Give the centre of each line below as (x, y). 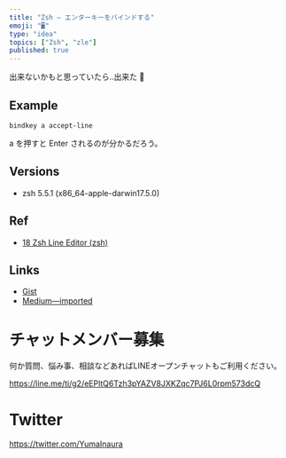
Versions (35, 172)
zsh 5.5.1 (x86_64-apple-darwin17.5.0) (91, 193)
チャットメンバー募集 (87, 340)
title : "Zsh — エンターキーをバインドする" (82, 17)
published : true (39, 51)
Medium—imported (57, 301)
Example (34, 105)
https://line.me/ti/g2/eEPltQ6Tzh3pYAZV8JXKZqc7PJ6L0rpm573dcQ (135, 383)
